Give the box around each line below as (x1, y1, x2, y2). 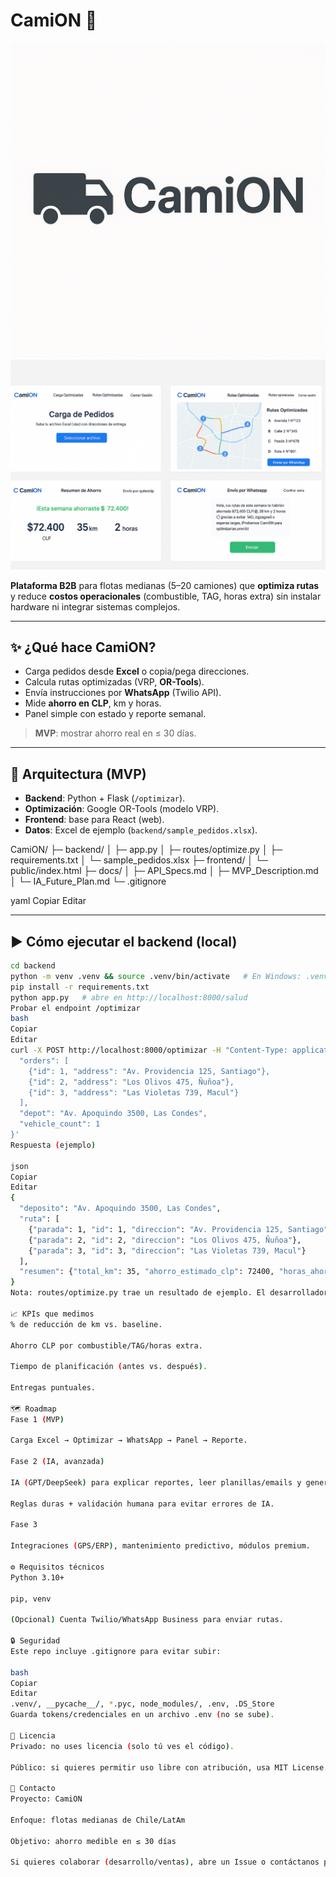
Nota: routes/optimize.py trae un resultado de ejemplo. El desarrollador (10, 1288, 329, 1298)
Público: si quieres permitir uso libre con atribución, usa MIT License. (10, 1762, 329, 1773)
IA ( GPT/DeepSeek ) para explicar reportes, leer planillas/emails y (10, 1477, 302, 1488)
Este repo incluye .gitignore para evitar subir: (10, 1646, 222, 1656)
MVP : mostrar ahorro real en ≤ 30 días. (34, 727, 197, 739)
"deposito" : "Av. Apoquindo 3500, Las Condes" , (19, 1204, 222, 1214)
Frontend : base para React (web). (24, 814, 165, 826)
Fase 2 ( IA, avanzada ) (10, 1457, 105, 1467)
